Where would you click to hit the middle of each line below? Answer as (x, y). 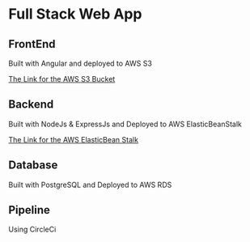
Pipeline (30, 210)
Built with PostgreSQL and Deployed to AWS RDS (90, 185)
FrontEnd (32, 44)
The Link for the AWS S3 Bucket (62, 79)
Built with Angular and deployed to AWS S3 (80, 63)
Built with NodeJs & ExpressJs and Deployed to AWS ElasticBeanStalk (125, 124)
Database (33, 166)
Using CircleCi (32, 229)
